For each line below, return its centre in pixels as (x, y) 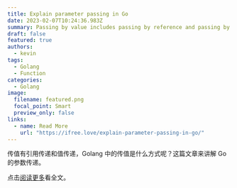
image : (17, 93)
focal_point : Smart (43, 106)
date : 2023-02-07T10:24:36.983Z (55, 21)
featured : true (30, 40)
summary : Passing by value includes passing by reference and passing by (119, 27)
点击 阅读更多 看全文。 (38, 177)
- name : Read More (41, 126)
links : (17, 119)
